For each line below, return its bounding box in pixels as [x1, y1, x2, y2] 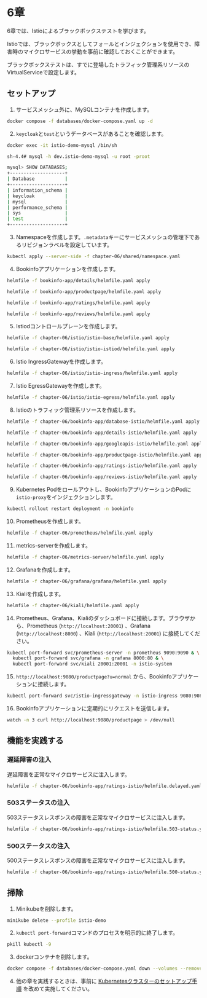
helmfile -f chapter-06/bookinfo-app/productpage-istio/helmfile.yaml [7, 452, 192, 458]
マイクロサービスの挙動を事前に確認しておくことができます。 [23, 47, 179, 55]
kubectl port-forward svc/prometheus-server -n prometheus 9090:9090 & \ [7, 650, 200, 656]
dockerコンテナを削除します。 [15, 953, 93, 961]
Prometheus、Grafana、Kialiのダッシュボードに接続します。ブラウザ [15, 614, 190, 621]
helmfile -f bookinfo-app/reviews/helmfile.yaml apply [7, 311, 150, 317]
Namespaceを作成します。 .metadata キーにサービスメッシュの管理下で [15, 234, 195, 240]
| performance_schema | [7, 204, 68, 211]
